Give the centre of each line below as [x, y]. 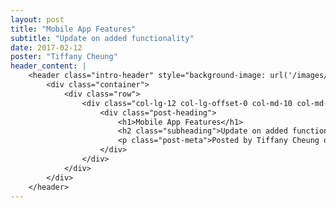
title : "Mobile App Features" [73, 29]
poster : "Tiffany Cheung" [64, 57]
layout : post [37, 19]
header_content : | [48, 66]
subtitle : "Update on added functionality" [102, 38]
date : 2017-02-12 [46, 47]
